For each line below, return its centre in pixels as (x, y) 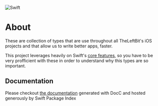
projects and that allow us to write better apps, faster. (59, 46)
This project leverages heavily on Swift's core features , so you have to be (79, 55)
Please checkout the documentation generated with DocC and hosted (75, 93)
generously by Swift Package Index (41, 98)
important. (15, 65)
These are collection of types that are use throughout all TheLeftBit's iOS (79, 41)
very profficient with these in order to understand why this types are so (77, 61)
